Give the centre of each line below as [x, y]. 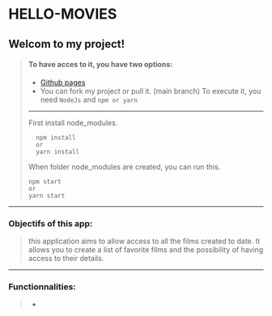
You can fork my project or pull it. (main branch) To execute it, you [151, 91]
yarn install [58, 152]
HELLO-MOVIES [63, 14]
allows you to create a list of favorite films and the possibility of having [146, 250]
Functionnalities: [42, 287]
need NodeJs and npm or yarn [89, 99]
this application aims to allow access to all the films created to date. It [144, 241]
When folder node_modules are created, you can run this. [124, 166]
